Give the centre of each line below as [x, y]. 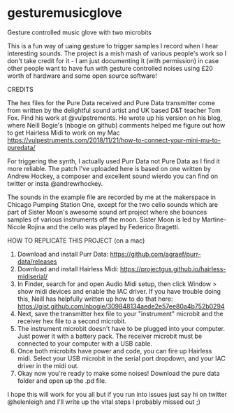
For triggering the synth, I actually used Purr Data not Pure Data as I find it [114, 161]
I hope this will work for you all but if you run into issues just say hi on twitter [117, 394]
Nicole [16, 226]
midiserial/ [32, 276]
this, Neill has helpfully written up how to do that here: [95, 299]
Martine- [214, 219]
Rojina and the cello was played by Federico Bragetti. [103, 226]
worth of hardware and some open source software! [82, 76]
